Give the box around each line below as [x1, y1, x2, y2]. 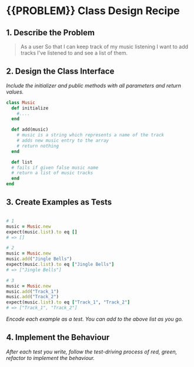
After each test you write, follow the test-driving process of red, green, [6, 348, 178, 355]
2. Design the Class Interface [6, 66, 115, 76]
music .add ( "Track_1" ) [6, 288, 59, 295]
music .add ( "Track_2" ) [6, 294, 59, 300]
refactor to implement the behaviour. [6, 354, 95, 361]
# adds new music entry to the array [16, 138, 109, 144]
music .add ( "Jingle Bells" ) [6, 256, 72, 262]
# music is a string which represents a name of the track [16, 132, 165, 138]
